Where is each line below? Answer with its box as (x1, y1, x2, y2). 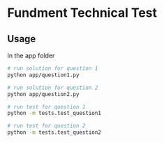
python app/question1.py (7, 71, 80, 79)
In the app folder (7, 51, 55, 60)
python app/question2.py (7, 90, 80, 97)
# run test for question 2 (7, 123, 86, 130)
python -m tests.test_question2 (7, 129, 101, 136)
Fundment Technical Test (7, 5, 157, 21)
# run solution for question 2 (7, 84, 98, 91)
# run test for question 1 (7, 103, 86, 110)
